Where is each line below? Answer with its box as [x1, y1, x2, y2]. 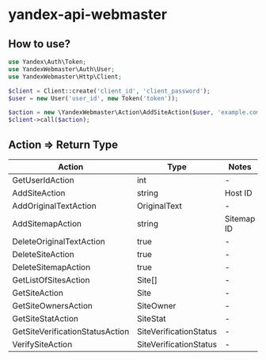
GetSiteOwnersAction [12, 300, 93, 311]
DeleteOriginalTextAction [12, 236, 105, 247]
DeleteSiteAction [12, 248, 74, 260]
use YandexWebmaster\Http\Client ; [8, 73, 123, 81]
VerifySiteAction [12, 339, 73, 350]
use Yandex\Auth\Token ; [8, 58, 87, 66]
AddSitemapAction [12, 218, 82, 229]
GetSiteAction [12, 287, 63, 298]
